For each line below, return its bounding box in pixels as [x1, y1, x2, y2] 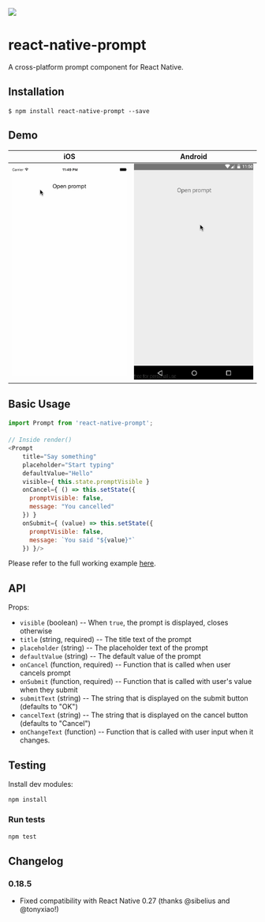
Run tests [8, 814, 46, 825]
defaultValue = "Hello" [22, 469, 93, 478]
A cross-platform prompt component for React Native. [8, 62, 184, 71]
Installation [8, 85, 65, 99]
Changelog [8, 854, 64, 867]
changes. [19, 735, 50, 745]
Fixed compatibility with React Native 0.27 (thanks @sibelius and [19, 896, 230, 905]
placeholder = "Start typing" [22, 461, 114, 469]
